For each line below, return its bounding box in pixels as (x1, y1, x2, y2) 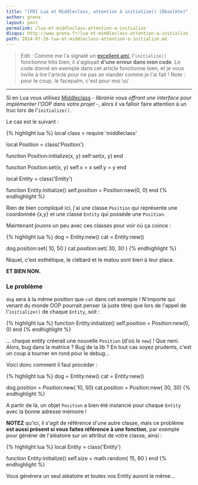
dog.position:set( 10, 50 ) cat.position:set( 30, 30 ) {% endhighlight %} (6, 245, 177, 252)
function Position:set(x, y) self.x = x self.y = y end (6, 164, 127, 171)
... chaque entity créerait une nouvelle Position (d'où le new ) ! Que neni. (6, 337, 180, 345)
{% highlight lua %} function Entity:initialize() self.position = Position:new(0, (6, 319, 190, 327)
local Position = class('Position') (6, 141, 84, 148)
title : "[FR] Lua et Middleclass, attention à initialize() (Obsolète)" (6, 8, 189, 15)
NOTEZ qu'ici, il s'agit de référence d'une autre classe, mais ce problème (6, 420, 184, 427)
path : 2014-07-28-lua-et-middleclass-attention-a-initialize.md (6, 36, 167, 42)
